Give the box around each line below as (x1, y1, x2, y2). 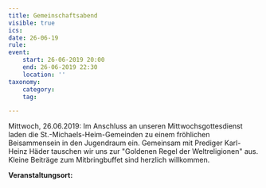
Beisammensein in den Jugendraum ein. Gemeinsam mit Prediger (8, 138, 223, 148)
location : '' (22, 71, 66, 79)
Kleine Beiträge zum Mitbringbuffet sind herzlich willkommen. (8, 155, 210, 165)
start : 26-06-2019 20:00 (22, 56, 105, 64)
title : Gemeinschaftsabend (8, 11, 98, 20)
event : (8, 48, 30, 56)
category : (22, 85, 56, 94)
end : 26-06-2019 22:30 (22, 63, 98, 71)
